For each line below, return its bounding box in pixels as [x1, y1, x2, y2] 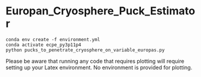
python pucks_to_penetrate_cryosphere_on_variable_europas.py [5, 47, 165, 53]
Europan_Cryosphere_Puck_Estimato [5, 4, 196, 18]
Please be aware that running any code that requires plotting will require [5, 57, 185, 64]
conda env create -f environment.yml [5, 36, 100, 42]
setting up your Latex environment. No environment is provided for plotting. [5, 64, 193, 71]
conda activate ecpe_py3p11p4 [5, 42, 82, 48]
